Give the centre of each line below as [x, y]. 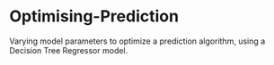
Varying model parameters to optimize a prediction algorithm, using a [137, 41]
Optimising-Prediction [94, 16]
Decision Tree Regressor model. [69, 50]
